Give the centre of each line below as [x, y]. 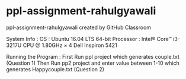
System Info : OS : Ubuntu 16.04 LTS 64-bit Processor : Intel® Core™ [89, 39]
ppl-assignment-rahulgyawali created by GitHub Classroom [79, 27]
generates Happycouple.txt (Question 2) [55, 69]
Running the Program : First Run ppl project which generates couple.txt [93, 56]
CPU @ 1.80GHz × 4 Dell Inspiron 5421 [70, 45]
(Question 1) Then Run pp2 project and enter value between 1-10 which [93, 63]
